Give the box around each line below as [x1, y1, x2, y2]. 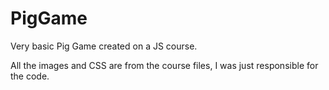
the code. [10, 70, 50, 82]
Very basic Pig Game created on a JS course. [10, 40, 198, 52]
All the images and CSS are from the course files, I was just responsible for [10, 59, 319, 71]
